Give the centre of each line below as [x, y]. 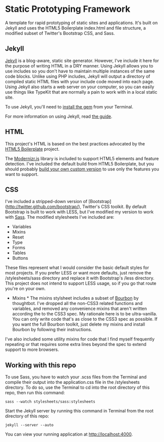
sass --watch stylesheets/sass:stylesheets [50, 402]
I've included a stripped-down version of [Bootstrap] [58, 202]
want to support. [22, 174]
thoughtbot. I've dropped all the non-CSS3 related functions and [77, 304]
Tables [19, 253]
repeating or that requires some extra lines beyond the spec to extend [76, 344]
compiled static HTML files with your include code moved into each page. [80, 81]
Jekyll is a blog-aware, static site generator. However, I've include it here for [82, 61]
